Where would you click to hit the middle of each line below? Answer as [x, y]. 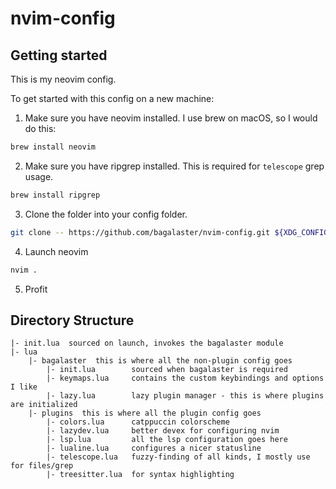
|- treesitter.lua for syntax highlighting [140, 475]
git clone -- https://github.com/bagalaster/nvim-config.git [140, 232]
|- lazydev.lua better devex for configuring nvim [163, 431]
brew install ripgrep [55, 195]
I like [24, 387]
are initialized [44, 405]
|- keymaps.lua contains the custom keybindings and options [185, 378]
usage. [39, 176]
